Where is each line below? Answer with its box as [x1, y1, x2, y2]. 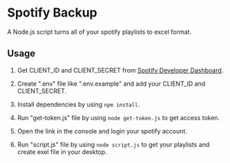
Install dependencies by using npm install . [17, 100, 140, 108]
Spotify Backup [7, 5, 98, 21]
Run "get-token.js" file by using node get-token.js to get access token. [17, 113, 220, 122]
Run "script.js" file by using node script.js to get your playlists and [17, 140, 210, 148]
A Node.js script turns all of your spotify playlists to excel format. [7, 28, 192, 36]
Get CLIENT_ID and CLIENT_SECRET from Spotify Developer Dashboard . [17, 66, 224, 74]
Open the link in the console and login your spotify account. [17, 126, 188, 135]
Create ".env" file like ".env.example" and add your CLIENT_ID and [17, 79, 206, 88]
